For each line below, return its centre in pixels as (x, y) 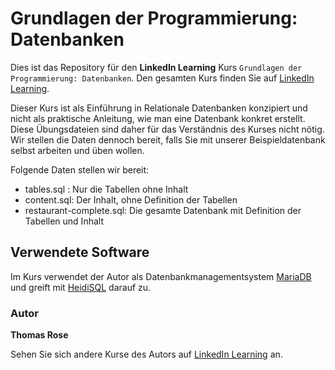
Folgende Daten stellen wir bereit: (80, 169)
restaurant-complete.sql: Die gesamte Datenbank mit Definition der (163, 210)
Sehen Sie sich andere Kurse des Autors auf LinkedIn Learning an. (146, 354)
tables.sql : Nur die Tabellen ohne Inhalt (106, 189)
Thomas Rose (39, 335)
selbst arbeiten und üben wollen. (77, 150)
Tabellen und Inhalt (64, 221)
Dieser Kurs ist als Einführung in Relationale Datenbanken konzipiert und (159, 108)
